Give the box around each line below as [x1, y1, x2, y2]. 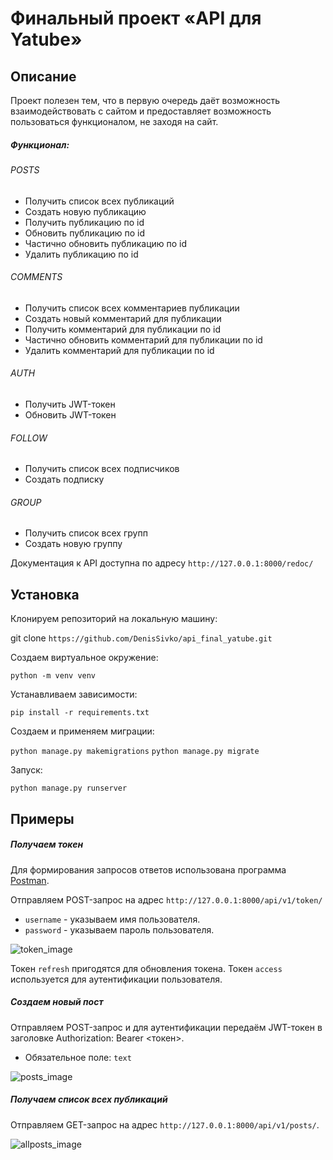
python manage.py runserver [10, 783, 128, 794]
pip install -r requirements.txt [10, 708, 150, 718]
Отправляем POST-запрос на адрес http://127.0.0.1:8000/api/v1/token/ [10, 893, 323, 906]
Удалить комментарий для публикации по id [24, 344, 215, 356]
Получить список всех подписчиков [24, 463, 180, 475]
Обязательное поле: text [24, 1051, 132, 1063]
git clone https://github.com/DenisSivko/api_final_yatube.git [10, 632, 273, 644]
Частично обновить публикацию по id [24, 237, 188, 249]
